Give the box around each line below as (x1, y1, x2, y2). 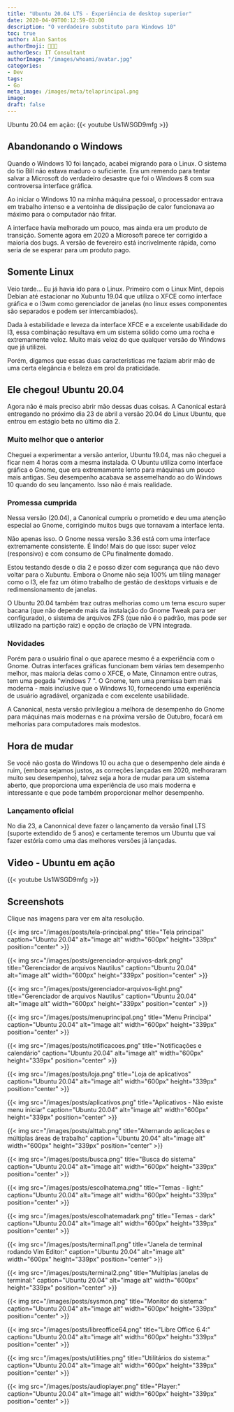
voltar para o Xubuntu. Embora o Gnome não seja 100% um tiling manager (7, 570, 221, 579)
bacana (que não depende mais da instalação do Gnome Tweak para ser (7, 606, 217, 614)
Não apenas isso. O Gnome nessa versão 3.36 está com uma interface (7, 534, 211, 542)
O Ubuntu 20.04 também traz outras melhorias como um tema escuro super (7, 598, 226, 607)
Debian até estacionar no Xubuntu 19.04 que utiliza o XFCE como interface (7, 291, 222, 301)
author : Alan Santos (7, 36, 68, 43)
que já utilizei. (7, 343, 47, 351)
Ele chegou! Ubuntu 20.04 (7, 384, 124, 396)
